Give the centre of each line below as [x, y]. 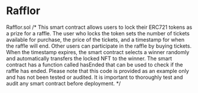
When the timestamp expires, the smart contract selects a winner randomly [98, 52]
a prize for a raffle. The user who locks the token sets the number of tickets [98, 33]
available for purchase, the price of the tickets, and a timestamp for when [95, 39]
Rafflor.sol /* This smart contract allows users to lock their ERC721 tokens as [99, 27]
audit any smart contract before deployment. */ [64, 83]
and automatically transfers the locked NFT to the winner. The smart [89, 58]
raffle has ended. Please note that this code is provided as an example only [98, 71]
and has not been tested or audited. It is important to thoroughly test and [95, 77]
